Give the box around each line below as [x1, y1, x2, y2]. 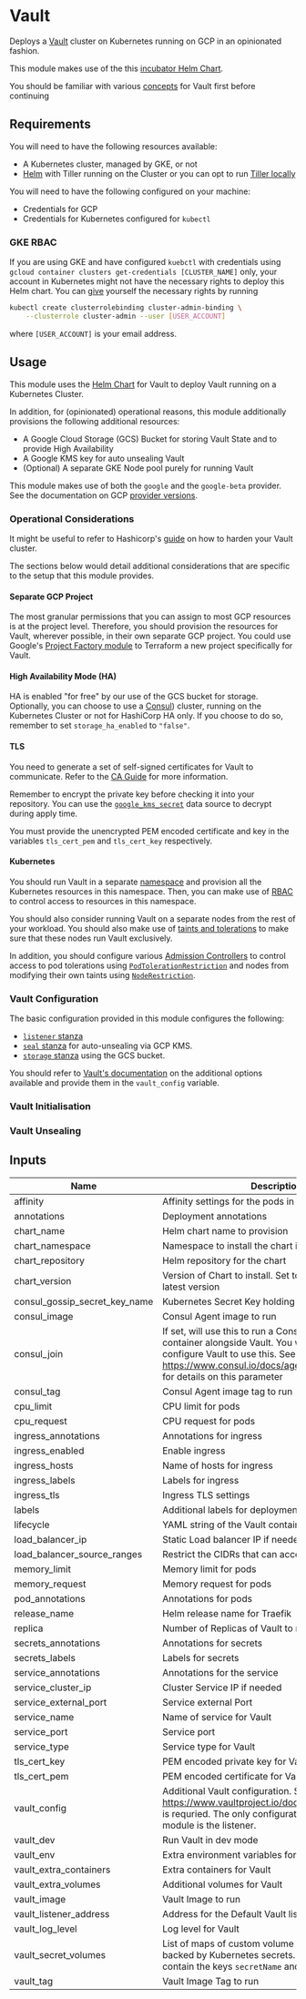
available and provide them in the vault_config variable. [9, 1077, 220, 1088]
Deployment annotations [162, 1209, 267, 1222]
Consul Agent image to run [162, 1310, 277, 1322]
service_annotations [14, 1666, 101, 1678]
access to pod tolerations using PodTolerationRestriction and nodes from [9, 960, 290, 971]
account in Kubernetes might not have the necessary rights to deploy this [9, 276, 285, 287]
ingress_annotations [14, 1429, 100, 1442]
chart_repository [14, 1254, 85, 1267]
